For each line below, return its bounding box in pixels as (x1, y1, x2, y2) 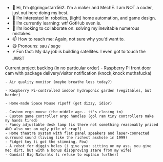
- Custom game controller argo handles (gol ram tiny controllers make (5, 114, 154, 119)
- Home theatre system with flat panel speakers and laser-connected (5, 131, 150, 136)
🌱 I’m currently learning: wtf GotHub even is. (12, 20, 102, 26)
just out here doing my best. (12, 10, 69, 16)
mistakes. (12, 31, 32, 36)
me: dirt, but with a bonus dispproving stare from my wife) (5, 148, 132, 153)
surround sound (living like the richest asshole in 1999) (5, 135, 128, 140)
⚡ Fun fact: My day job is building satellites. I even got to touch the (12, 49, 146, 54)
